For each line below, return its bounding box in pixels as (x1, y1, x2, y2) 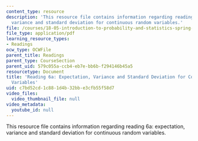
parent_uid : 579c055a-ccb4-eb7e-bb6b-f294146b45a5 (6, 63, 133, 69)
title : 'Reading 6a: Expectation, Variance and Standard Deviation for (6, 74, 186, 80)
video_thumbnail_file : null (11, 96, 81, 102)
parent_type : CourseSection (6, 58, 75, 63)
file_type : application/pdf (6, 31, 75, 36)
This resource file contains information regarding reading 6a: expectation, (6, 123, 185, 130)
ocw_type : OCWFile (6, 47, 51, 53)
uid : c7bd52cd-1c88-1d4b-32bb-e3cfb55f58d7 (6, 85, 115, 91)
